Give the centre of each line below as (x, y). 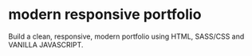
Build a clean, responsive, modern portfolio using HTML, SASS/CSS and (126, 36)
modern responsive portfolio (105, 15)
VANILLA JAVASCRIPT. (46, 44)
